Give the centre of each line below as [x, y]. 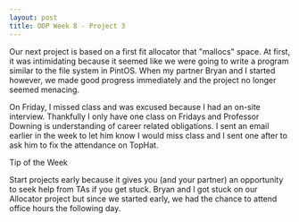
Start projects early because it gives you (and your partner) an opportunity [146, 179]
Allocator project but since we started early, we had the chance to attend [143, 199]
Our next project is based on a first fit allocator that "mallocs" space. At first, [150, 51]
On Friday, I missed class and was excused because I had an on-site [135, 107]
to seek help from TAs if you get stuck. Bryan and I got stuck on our [133, 189]
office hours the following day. [65, 208]
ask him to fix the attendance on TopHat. [84, 145]
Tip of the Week [39, 162]
